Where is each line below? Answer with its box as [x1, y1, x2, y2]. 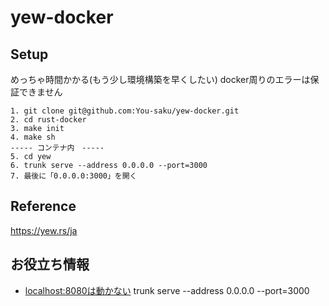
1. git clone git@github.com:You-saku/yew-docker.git [10, 106, 240, 116]
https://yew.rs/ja [10, 224, 78, 236]
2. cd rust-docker [10, 115, 87, 125]
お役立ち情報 [10, 256, 90, 273]
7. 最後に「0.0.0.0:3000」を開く [10, 171, 138, 181]
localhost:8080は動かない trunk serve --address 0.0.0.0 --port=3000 [24, 284, 310, 296]
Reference [10, 198, 77, 215]
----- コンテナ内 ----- [10, 143, 105, 153]
